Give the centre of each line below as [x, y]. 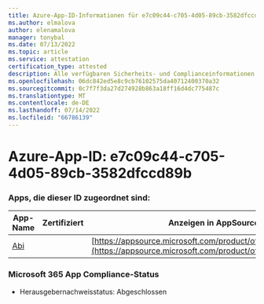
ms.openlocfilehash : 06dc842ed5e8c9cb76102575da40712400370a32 [114, 81]
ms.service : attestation [49, 60]
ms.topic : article [38, 52]
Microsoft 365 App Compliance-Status [84, 274]
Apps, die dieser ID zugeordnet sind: [79, 197]
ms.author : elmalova [42, 23]
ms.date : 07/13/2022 [42, 45]
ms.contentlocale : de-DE [49, 103]
